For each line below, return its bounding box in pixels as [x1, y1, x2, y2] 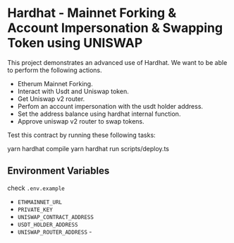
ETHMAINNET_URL [17, 198, 63, 206]
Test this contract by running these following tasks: [7, 131, 156, 139]
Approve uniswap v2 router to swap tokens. [17, 117, 144, 125]
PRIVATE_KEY [17, 206, 53, 213]
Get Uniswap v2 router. [17, 94, 85, 103]
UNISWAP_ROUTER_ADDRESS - [17, 227, 92, 236]
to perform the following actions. [7, 66, 102, 74]
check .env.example [7, 184, 65, 192]
